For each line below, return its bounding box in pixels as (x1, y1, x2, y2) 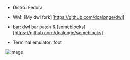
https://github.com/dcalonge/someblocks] (14, 29, 103, 35)
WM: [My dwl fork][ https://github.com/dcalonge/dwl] (12, 14, 125, 20)
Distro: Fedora (12, 5, 43, 10)
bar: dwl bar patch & (12, 24, 56, 30)
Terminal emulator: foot (12, 39, 62, 45)
